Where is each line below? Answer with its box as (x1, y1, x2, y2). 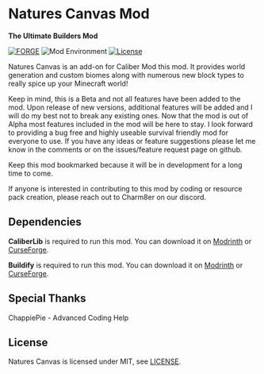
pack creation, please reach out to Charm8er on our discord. (8, 192, 207, 202)
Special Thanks (8, 291, 86, 306)
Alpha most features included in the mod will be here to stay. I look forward (8, 119, 254, 129)
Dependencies (8, 215, 82, 229)
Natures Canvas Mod (8, 5, 150, 23)
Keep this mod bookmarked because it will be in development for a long (8, 160, 243, 169)
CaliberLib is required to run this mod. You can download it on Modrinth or (8, 236, 252, 246)
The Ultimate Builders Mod (8, 31, 98, 40)
